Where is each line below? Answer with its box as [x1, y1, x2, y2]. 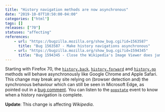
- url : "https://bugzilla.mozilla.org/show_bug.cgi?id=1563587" [14, 39, 148, 44]
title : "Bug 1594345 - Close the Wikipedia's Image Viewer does [18, 52, 153, 58]
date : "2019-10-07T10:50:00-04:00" [5, 12, 78, 17]
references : [5, 35, 29, 40]
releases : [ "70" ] [5, 25, 41, 30]
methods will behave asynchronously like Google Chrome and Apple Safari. [5, 71, 158, 77]
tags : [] [5, 21, 23, 26]
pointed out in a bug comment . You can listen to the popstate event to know [5, 87, 158, 93]
